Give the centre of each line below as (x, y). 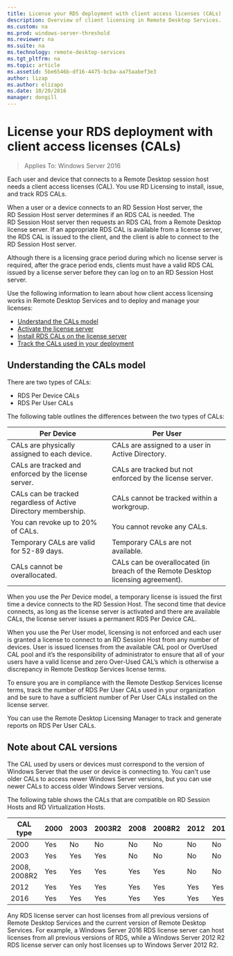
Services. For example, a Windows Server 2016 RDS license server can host (116, 930)
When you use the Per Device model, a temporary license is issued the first (115, 597)
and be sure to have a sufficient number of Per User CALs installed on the (112, 697)
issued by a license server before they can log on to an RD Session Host (110, 272)
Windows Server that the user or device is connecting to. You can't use (109, 771)
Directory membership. (48, 511)
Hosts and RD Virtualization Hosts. (56, 807)
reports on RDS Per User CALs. (52, 725)
